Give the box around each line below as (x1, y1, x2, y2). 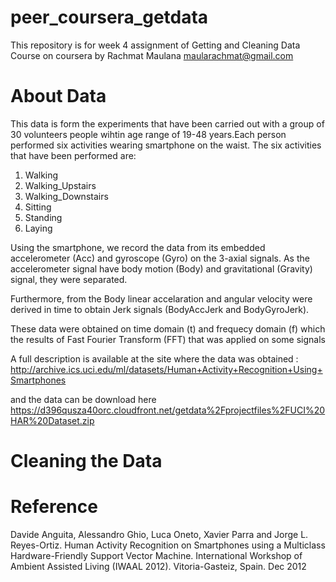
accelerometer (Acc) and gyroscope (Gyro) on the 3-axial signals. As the (10, 252, 310, 264)
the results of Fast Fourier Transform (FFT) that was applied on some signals (10, 333, 326, 345)
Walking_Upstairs (24, 179, 97, 191)
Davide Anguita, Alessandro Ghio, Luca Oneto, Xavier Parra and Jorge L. (10, 529, 309, 540)
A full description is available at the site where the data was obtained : (10, 352, 299, 365)
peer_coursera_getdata (10, 6, 209, 29)
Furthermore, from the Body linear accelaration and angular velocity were (10, 292, 313, 305)
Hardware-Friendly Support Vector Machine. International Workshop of (10, 550, 303, 561)
